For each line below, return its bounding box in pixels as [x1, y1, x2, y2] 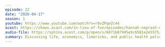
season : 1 [5, 16, 26, 21]
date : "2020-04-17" [5, 12, 45, 17]
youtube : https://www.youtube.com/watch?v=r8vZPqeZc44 [5, 21, 120, 26]
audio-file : [5, 30, 29, 35]
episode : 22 [5, 7, 29, 12]
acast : [5, 25, 19, 30]
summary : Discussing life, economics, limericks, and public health [5, 35, 148, 40]
